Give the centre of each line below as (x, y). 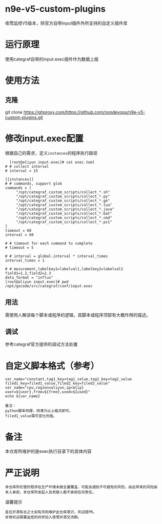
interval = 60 (20, 235)
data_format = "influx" (29, 277)
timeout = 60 (18, 230)
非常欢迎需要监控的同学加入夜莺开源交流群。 (43, 517)
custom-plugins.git (24, 117)
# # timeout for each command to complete (49, 243)
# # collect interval (27, 166)
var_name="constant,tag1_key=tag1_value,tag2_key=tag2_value (69, 379)
